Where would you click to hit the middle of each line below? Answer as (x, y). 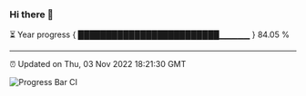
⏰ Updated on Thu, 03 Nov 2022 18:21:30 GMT (98, 64)
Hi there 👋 (32, 14)
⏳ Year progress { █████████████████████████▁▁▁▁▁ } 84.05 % (149, 34)
